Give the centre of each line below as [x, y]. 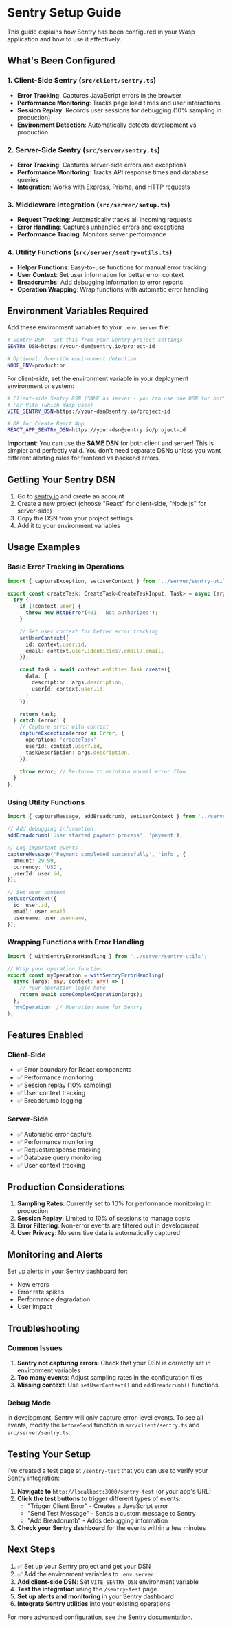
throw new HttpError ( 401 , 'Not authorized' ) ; [91, 613]
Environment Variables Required [78, 311]
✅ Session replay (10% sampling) [64, 1085]
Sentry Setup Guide [64, 13]
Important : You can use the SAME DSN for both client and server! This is [111, 443]
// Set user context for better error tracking [89, 631]
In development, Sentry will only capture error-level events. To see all [106, 1418]
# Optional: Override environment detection [72, 359]
